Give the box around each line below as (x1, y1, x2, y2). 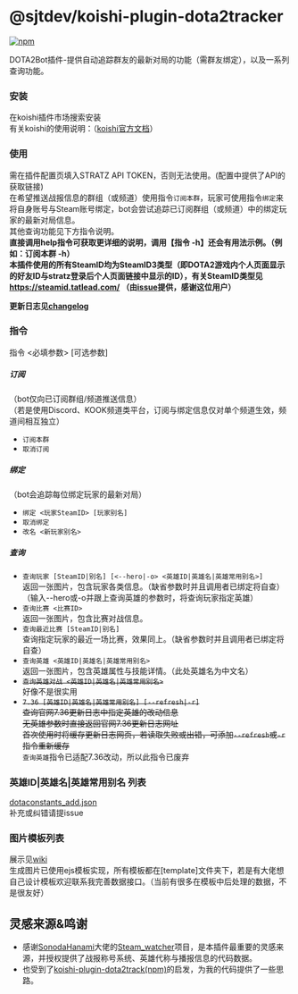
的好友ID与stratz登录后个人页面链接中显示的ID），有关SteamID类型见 (9, 270, 263, 281)
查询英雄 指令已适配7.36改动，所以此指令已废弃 (21, 751, 190, 762)
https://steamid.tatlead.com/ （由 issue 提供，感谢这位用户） (9, 282, 236, 292)
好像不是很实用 (21, 686, 78, 696)
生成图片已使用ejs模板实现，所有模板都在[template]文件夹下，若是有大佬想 (9, 865, 285, 876)
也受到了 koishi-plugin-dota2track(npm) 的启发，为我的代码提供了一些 (21, 964, 277, 975)
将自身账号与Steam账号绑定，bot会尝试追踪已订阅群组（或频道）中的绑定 (9, 203, 279, 214)
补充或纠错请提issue (9, 807, 84, 819)
